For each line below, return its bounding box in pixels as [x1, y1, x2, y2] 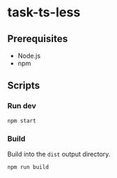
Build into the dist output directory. [7, 150, 111, 158]
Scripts [7, 80, 40, 92]
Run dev [7, 101, 37, 111]
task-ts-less [7, 4, 81, 21]
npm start [7, 117, 37, 125]
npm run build [7, 163, 50, 171]
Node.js [17, 51, 41, 60]
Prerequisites [7, 33, 68, 45]
